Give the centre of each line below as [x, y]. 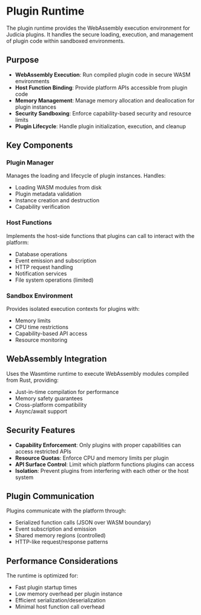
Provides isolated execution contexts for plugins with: [73, 309]
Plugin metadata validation [48, 194]
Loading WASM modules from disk [58, 188]
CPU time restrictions [41, 327]
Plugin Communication [51, 496]
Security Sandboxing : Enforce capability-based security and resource [103, 113]
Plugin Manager [30, 163]
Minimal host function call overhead [60, 607]
